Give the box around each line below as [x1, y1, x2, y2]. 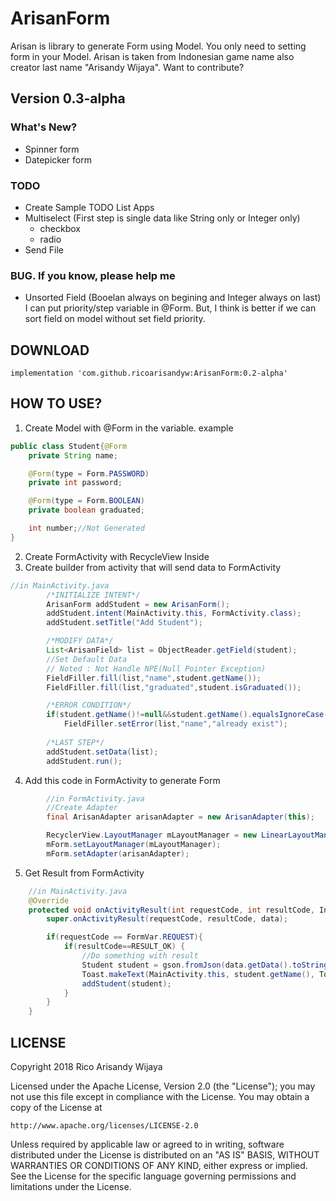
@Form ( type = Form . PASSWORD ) [28, 468, 150, 479]
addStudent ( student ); [81, 978, 172, 989]
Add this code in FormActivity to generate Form [24, 774, 221, 786]
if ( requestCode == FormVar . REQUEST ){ [46, 932, 203, 942]
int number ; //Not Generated [28, 523, 145, 534]
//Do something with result [81, 951, 199, 961]
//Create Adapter [46, 803, 118, 813]
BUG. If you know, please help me [10, 268, 176, 282]
